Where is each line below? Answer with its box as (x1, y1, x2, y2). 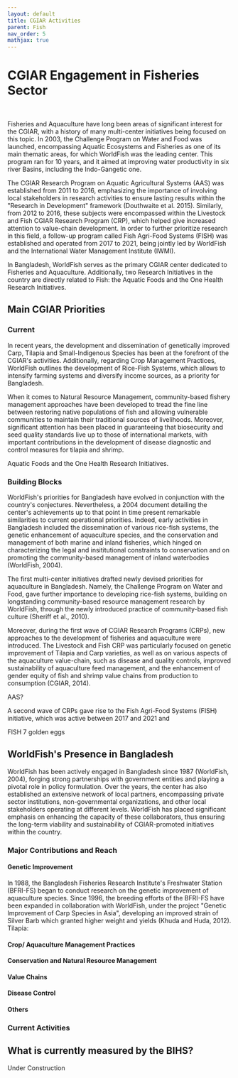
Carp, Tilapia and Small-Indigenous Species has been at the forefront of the (7, 349, 229, 357)
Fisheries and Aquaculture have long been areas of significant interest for (7, 120, 223, 129)
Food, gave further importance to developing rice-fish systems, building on (7, 590, 227, 599)
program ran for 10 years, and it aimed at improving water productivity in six (7, 158, 229, 166)
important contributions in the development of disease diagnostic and (7, 437, 212, 446)
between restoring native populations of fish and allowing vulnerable (7, 408, 208, 416)
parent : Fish (7, 23, 46, 31)
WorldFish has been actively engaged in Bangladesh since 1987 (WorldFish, (7, 767, 229, 775)
